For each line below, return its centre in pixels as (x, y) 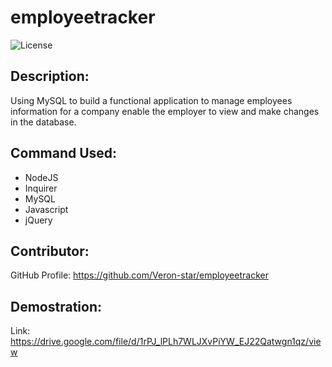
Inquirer (41, 188)
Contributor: (50, 251)
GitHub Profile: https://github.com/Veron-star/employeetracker (139, 275)
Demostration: (56, 306)
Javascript (46, 209)
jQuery (38, 220)
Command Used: (64, 153)
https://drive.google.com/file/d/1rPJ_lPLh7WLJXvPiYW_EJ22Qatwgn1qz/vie (166, 342)
